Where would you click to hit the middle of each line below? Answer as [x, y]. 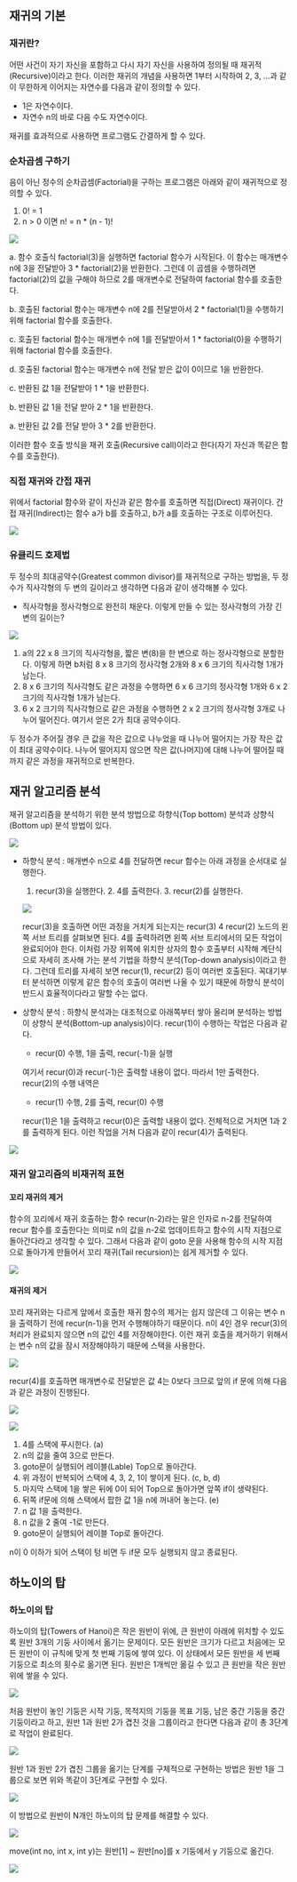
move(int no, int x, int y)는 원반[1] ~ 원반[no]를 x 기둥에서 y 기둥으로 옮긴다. [142, 1851]
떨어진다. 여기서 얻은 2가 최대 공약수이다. [109, 719]
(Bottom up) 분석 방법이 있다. [61, 826]
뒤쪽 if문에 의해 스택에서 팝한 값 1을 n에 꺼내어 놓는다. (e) [121, 1500]
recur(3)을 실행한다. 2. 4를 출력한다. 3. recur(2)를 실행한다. [139, 891]
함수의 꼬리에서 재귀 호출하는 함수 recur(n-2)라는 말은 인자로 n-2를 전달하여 [141, 1218]
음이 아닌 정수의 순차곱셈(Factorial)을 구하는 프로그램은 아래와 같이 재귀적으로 [144, 181]
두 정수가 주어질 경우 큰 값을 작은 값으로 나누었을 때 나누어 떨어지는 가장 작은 [141, 738]
